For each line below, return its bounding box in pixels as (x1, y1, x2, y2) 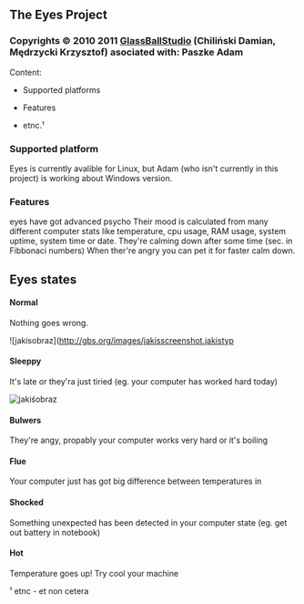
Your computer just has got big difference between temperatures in (9, 476, 262, 486)
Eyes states (9, 271, 77, 287)
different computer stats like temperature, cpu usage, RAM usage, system (9, 226, 287, 237)
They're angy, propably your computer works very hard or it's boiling (9, 435, 269, 445)
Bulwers (9, 415, 42, 425)
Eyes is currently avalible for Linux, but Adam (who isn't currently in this (9, 163, 279, 174)
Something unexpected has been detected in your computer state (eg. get (9, 517, 288, 527)
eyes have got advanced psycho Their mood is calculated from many (9, 216, 269, 227)
